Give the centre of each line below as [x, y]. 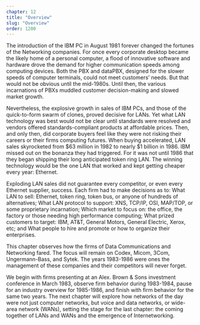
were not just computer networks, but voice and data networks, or [88, 303]
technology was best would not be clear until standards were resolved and [98, 121]
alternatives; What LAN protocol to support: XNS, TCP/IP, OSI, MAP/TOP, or [100, 203]
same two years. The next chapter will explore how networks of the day [95, 296]
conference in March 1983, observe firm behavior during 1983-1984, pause [99, 284]
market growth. [25, 97]
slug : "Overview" [28, 23]
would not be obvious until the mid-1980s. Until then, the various [86, 84]
